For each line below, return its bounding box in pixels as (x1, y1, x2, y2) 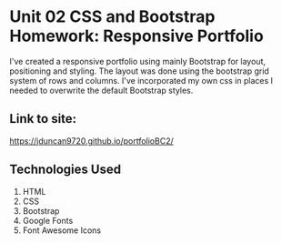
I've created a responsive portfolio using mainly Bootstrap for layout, (9, 56, 267, 66)
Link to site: (9, 111, 77, 127)
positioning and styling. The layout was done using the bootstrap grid (9, 66, 270, 76)
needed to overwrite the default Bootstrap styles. (9, 85, 194, 96)
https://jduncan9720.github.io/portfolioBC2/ (9, 135, 175, 147)
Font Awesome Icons (22, 225, 102, 236)
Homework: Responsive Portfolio (9, 25, 264, 46)
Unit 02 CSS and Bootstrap (9, 6, 216, 27)
